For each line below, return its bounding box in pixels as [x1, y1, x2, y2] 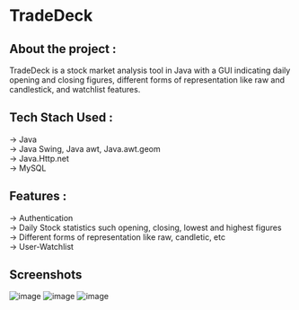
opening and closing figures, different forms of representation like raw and [9, 75, 286, 85]
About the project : [9, 41, 117, 57]
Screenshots [9, 267, 83, 283]
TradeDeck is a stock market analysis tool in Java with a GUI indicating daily [9, 65, 291, 75]
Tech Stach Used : [9, 110, 114, 126]
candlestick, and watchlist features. [9, 84, 141, 94]
